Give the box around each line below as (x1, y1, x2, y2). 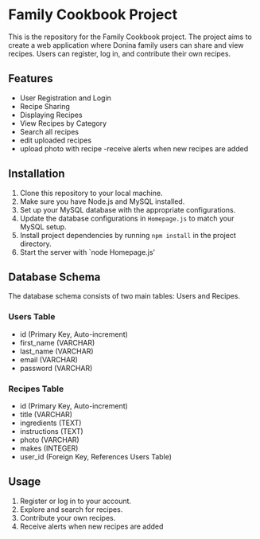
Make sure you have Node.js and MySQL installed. (19, 197, 185, 206)
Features (8, 72, 53, 85)
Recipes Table (8, 383, 64, 394)
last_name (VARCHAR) (19, 346, 94, 356)
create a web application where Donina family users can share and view (8, 40, 244, 49)
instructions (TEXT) (19, 426, 83, 435)
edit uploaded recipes (19, 135, 92, 145)
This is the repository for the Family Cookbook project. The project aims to (8, 32, 252, 41)
